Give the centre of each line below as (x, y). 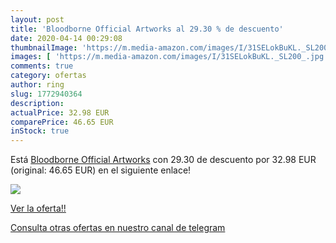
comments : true (42, 66)
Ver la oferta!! (38, 208)
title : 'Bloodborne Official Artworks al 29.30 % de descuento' (147, 29)
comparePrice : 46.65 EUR (62, 122)
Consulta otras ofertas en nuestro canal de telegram (118, 228)
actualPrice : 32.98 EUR (60, 112)
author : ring (37, 85)
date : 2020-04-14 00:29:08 (66, 38)
